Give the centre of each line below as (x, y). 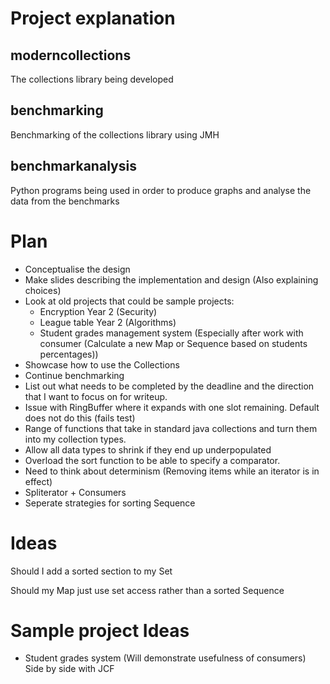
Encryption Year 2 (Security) (98, 311)
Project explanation (93, 18)
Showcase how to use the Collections (102, 364)
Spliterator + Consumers (75, 492)
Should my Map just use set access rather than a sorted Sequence (147, 590)
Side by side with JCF (69, 669)
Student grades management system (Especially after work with (171, 333)
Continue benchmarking (74, 375)
